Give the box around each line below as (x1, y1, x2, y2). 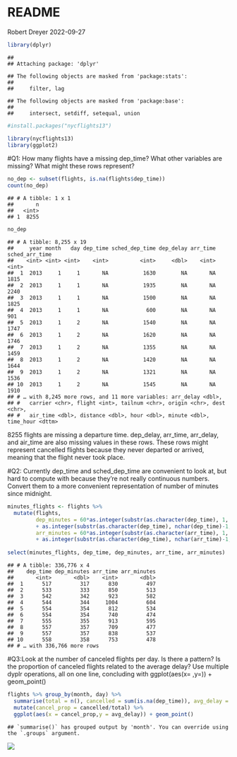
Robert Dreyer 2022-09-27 (7, 28, 86, 36)
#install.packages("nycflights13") (7, 122, 112, 129)
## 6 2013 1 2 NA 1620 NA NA (7, 332, 217, 339)
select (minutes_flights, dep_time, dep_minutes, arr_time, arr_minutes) (7, 549, 226, 556)
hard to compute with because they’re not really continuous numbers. (7, 475, 210, 483)
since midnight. (7, 490, 52, 498)
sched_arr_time (7, 251, 52, 258)
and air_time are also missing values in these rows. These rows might (7, 438, 209, 446)
